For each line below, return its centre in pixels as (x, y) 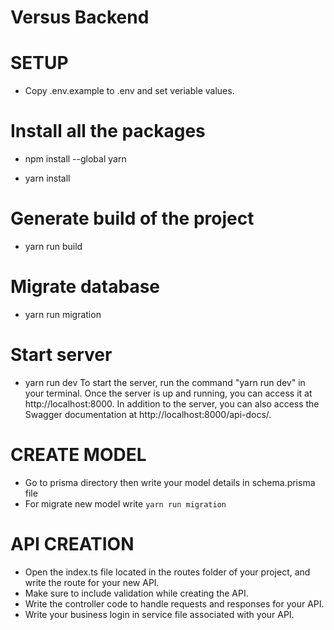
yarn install (47, 178)
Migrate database (85, 287)
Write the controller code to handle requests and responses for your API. (174, 603)
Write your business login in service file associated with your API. (159, 614)
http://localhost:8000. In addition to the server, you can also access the (172, 403)
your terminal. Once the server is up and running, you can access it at (168, 393)
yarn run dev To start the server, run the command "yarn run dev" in (165, 382)
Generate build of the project (132, 218)
